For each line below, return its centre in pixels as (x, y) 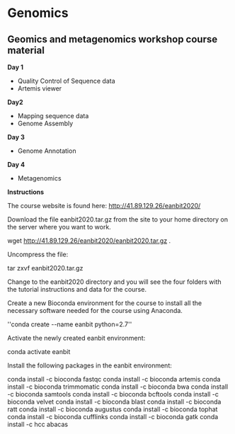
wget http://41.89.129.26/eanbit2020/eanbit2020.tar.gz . (89, 241)
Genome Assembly (45, 123)
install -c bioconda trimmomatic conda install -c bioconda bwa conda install (118, 387)
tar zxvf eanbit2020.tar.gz (45, 268)
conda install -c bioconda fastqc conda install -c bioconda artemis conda (114, 379)
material (26, 50)
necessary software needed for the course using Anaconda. (95, 310)
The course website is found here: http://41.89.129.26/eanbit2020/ (104, 206)
